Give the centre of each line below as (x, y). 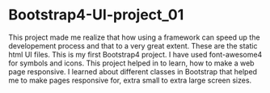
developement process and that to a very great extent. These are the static (133, 45)
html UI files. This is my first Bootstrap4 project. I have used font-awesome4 (135, 54)
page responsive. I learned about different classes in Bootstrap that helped (133, 71)
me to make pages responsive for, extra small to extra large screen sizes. (130, 80)
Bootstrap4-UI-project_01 (96, 15)
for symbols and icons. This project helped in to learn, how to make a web (131, 63)
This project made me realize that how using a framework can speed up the (134, 37)
